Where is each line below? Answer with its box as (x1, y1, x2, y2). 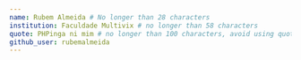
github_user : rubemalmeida (9, 37, 110, 47)
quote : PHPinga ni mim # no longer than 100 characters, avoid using (9, 29, 275, 38)
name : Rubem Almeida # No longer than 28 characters (9, 12, 211, 22)
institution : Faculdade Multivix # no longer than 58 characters (9, 21, 258, 30)
